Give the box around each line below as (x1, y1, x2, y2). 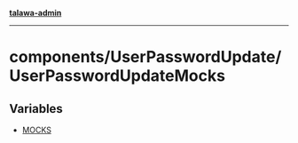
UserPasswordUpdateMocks (9, 66, 226, 86)
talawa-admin (9, 8, 62, 18)
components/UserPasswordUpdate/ (9, 47, 282, 68)
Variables (9, 101, 64, 116)
